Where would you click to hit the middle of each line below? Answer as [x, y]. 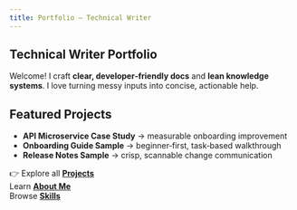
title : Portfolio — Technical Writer [81, 18]
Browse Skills [35, 196]
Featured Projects [61, 114]
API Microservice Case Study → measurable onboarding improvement [155, 136]
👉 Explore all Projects [52, 174]
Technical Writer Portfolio [83, 55]
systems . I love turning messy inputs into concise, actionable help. [134, 86]
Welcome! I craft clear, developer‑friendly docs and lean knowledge [139, 76]
